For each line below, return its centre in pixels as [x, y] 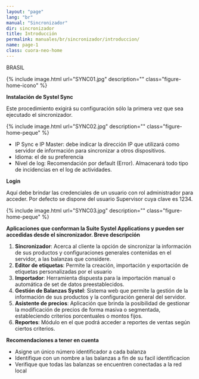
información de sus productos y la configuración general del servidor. [100, 297]
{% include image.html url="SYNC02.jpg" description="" [76, 126]
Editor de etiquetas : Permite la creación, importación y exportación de [102, 265]
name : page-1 [22, 45]
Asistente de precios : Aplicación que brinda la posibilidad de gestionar [102, 303]
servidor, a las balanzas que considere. [63, 259]
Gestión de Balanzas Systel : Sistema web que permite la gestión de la [101, 290]
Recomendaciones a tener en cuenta [53, 340]
